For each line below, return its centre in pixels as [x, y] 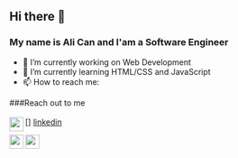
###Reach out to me [47, 102]
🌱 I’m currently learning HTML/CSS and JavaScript [116, 71]
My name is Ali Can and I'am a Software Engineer [119, 42]
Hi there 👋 [37, 17]
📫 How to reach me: [61, 81]
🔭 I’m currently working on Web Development [107, 62]
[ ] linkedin [44, 122]
